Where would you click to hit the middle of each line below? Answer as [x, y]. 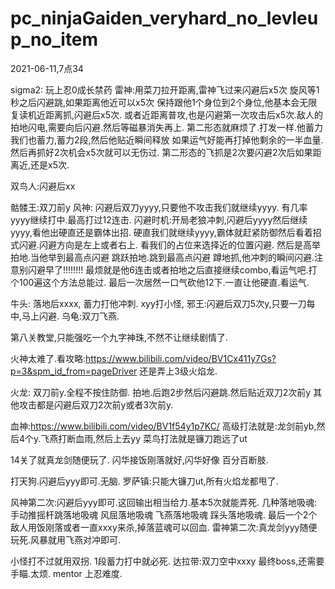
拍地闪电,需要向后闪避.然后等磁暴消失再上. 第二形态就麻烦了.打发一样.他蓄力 [167, 127]
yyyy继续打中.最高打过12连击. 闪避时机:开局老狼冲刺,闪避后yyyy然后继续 [159, 219]
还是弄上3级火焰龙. [178, 371]
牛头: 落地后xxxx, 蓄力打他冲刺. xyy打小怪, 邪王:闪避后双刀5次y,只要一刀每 [163, 303]
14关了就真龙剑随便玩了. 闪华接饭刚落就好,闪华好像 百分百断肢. [139, 459]
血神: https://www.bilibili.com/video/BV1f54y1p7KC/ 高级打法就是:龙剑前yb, [163, 426]
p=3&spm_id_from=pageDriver [74, 371]
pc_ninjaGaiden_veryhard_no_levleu [164, 18]
